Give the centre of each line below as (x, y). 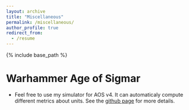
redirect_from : (24, 33)
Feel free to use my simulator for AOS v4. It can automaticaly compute (99, 94)
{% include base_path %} (37, 55)
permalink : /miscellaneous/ (40, 22)
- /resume (23, 38)
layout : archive (26, 11)
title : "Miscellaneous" (35, 17)
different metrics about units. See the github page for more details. (94, 101)
